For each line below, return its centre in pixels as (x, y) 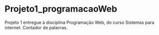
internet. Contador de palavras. (36, 27)
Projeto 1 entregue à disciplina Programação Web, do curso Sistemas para (79, 22)
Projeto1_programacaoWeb (61, 9)
